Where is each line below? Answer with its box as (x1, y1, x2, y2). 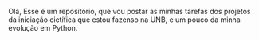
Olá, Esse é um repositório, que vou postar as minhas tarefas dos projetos (8, 7, 251, 16)
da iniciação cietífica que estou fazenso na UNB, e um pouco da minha (8, 15, 241, 24)
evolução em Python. (8, 24, 78, 32)
